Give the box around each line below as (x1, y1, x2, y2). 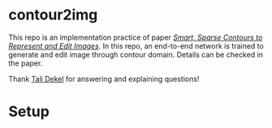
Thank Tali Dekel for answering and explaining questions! (8, 74, 200, 83)
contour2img (8, 6, 98, 24)
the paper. (8, 58, 43, 68)
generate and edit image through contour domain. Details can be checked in (8, 49, 264, 59)
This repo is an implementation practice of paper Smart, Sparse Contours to (8, 32, 263, 42)
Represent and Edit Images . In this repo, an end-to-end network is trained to (8, 41, 264, 50)
